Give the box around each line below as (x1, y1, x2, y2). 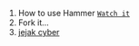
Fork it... (17, 17, 50, 28)
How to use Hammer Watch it (17, 8, 130, 18)
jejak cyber (17, 27, 60, 37)
